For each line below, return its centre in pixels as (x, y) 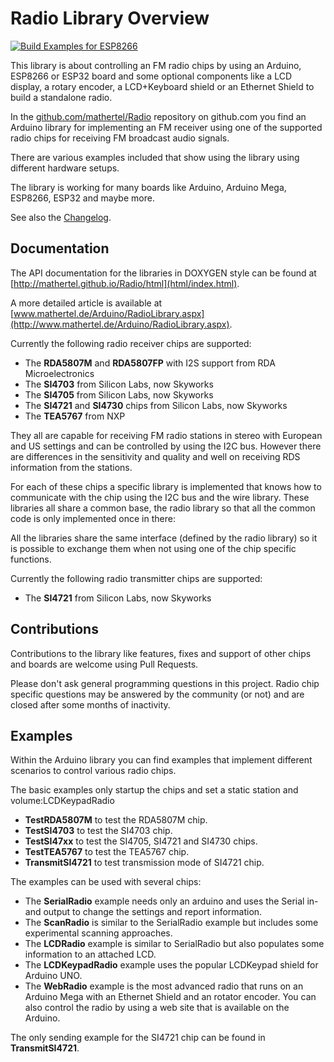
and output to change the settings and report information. (143, 912)
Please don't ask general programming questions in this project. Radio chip (165, 683)
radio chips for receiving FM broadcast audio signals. (120, 138)
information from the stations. (71, 467)
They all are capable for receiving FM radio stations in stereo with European (166, 435)
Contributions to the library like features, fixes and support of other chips (161, 653)
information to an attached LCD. (90, 954)
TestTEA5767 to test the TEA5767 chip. (107, 852)
